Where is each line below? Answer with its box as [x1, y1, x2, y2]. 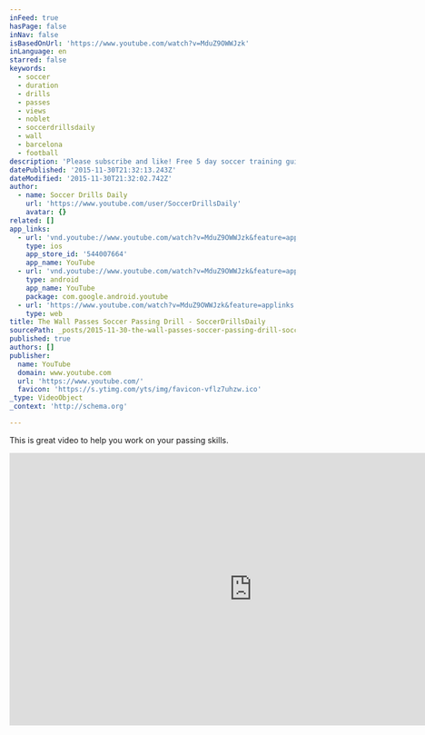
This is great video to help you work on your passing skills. [9, 434, 229, 445]
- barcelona [17, 140, 64, 149]
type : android [25, 275, 79, 284]
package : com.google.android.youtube [25, 292, 169, 301]
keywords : [9, 65, 47, 74]
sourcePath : [9, 326, 54, 335]
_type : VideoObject [9, 393, 84, 402]
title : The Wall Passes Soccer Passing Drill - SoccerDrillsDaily [9, 317, 266, 327]
